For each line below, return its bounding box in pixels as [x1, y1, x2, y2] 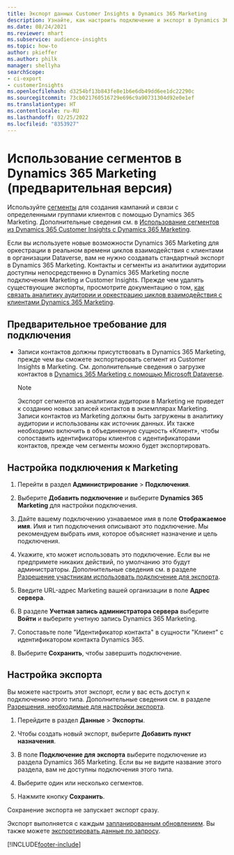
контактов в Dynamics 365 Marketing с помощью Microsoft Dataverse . [17, 370, 224, 379]
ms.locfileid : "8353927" [7, 120, 79, 128]
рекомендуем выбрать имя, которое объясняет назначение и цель [17, 529, 218, 538]
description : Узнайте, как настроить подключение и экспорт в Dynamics [7, 17, 219, 24]
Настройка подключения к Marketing [7, 462, 179, 474]
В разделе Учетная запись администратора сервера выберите [17, 607, 209, 616]
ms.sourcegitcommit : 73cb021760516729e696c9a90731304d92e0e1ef [7, 95, 195, 102]
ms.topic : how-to [7, 43, 58, 50]
